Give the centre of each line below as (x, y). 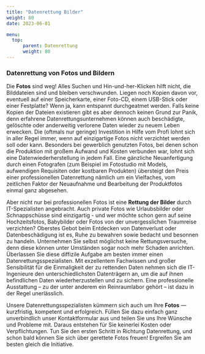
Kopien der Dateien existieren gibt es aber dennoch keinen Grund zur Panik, (102, 112)
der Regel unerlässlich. (35, 293)
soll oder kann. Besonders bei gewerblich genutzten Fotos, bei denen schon (102, 145)
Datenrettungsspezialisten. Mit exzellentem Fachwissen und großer (91, 261)
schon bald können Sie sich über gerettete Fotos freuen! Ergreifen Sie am (99, 338)
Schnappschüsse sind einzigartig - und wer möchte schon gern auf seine (99, 216)
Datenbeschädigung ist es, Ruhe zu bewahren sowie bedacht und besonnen (102, 235)
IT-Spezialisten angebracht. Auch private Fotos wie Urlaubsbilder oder (95, 209)
